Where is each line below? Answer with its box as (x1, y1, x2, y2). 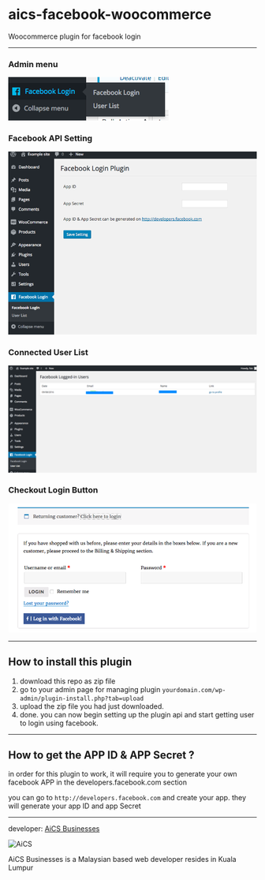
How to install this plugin (8, 655, 132, 668)
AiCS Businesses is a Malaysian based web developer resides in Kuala (8, 855, 237, 864)
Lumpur (8, 863, 34, 873)
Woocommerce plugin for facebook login (8, 32, 141, 41)
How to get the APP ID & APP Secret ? (8, 748, 195, 762)
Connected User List (8, 346, 88, 358)
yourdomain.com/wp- (162, 686, 226, 694)
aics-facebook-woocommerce (8, 6, 211, 24)
